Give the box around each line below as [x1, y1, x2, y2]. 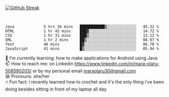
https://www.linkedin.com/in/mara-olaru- [74, 61, 160, 66]
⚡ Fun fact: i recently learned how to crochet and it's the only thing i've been [5, 79, 164, 85]
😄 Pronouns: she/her [5, 73, 50, 79]
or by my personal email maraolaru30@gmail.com [32, 68, 136, 74]
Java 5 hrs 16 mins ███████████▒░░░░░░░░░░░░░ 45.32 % [5, 24, 159, 29]
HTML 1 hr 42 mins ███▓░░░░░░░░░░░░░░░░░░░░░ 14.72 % [5, 29, 159, 34]
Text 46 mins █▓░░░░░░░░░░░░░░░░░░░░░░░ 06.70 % [5, 42, 159, 47]
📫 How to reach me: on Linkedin [5, 61, 74, 66]
